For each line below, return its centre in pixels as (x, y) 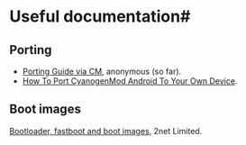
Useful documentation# (100, 17)
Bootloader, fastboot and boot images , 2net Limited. (106, 131)
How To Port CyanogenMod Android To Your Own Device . (130, 81)
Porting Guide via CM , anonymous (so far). (102, 71)
